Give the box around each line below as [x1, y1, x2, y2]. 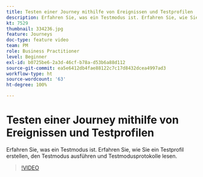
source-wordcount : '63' [6, 76, 66, 82]
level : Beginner [6, 54, 47, 60]
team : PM [6, 43, 28, 49]
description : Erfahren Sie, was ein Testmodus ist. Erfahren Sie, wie [6, 14, 188, 21]
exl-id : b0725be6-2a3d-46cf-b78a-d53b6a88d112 [6, 59, 126, 65]
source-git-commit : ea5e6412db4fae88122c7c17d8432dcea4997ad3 [6, 65, 166, 71]
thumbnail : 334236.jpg [6, 25, 63, 32]
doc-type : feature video [6, 37, 69, 43]
